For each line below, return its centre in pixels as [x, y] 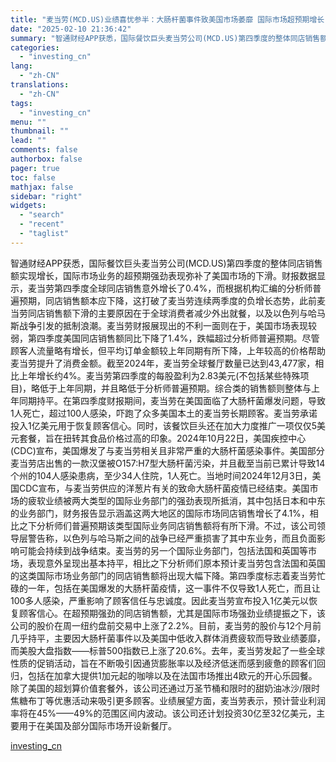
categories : [35, 47]
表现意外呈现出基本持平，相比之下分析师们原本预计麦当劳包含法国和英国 [176, 563]
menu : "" [28, 122]
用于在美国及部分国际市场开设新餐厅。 [97, 725]
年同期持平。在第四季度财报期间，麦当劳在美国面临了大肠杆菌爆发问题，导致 [168, 400]
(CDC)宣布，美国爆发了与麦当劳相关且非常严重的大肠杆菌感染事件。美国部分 [167, 450]
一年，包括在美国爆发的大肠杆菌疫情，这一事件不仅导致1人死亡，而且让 [174, 588]
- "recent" [42, 224]
